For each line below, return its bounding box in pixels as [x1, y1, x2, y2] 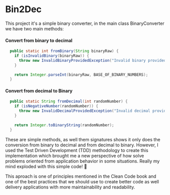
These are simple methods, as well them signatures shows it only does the [5, 136, 160, 142]
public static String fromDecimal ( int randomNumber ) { [10, 99, 128, 104]
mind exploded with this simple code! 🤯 [5, 163, 88, 169]
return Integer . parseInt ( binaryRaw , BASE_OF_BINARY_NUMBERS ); [14, 72, 148, 77]
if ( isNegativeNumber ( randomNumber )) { [14, 104, 99, 109]
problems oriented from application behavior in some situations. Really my [5, 158, 160, 164]
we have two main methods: [5, 25, 64, 31]
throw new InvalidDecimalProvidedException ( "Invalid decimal [18, 108, 151, 113]
